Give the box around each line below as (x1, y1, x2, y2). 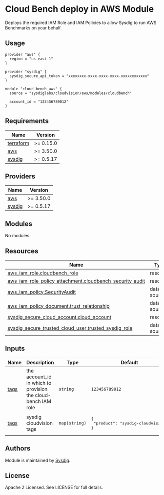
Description (26, 359, 55, 366)
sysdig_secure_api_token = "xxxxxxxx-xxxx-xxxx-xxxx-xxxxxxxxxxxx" (9, 74, 150, 78)
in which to (26, 379, 52, 386)
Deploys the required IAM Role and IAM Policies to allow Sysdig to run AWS (5, 20, 157, 25)
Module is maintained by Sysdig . (5, 457, 71, 463)
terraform (7, 140, 30, 147)
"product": (93, 421, 118, 426)
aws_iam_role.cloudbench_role (7, 270, 79, 276)
